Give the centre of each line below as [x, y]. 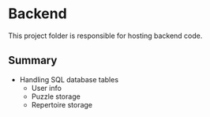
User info [46, 88]
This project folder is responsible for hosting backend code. [105, 36]
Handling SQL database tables [69, 79]
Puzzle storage [56, 96]
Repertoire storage [62, 104]
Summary [33, 60]
